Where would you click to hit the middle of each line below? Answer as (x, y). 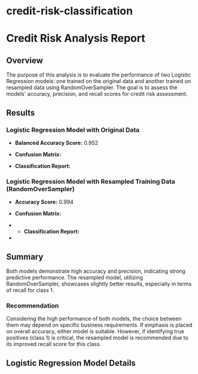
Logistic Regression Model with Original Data (73, 130)
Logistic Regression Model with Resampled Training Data (91, 181)
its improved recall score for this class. (54, 344)
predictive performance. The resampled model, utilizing (75, 277)
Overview (25, 60)
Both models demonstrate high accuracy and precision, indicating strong (96, 271)
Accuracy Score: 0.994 (44, 202)
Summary (25, 256)
